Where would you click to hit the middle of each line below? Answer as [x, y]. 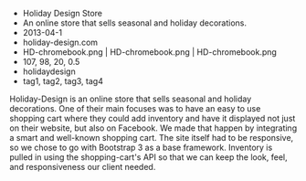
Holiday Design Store [63, 13]
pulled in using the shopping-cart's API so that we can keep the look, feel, [148, 157]
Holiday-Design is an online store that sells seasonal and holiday [131, 99]
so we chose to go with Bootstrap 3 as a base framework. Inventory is [141, 147]
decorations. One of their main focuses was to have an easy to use [135, 108]
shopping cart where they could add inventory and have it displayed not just [153, 118]
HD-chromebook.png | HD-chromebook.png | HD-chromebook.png [149, 52]
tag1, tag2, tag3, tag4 [63, 81]
